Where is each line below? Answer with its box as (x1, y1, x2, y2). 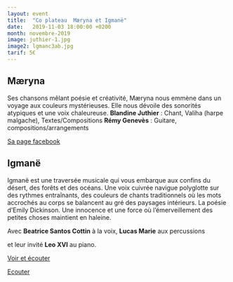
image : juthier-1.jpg (7, 36, 71, 43)
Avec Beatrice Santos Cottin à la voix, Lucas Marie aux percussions (7, 227, 206, 235)
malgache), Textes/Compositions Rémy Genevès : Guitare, (7, 116, 178, 125)
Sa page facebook (7, 137, 61, 146)
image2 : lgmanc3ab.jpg (7, 43, 74, 50)
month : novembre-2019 (7, 29, 71, 37)
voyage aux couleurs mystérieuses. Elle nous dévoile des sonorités (7, 101, 201, 109)
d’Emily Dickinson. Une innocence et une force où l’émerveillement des (7, 206, 213, 214)
